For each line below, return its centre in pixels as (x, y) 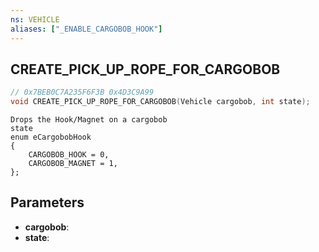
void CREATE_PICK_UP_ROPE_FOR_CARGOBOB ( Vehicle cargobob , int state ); (160, 102)
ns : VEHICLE (35, 19)
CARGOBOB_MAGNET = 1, (73, 164)
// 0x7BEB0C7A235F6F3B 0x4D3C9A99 (82, 92)
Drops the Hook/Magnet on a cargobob (89, 120)
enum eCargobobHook (51, 137)
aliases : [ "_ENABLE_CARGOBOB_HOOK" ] (86, 29)
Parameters (47, 202)
